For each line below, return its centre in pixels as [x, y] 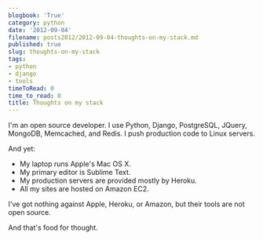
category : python [37, 23]
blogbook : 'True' [37, 15]
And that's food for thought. [53, 227]
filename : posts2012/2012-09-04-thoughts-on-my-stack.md [103, 37]
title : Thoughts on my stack [56, 103]
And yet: [22, 149]
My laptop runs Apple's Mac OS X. [75, 164]
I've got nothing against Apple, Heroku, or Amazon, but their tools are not [126, 204]
